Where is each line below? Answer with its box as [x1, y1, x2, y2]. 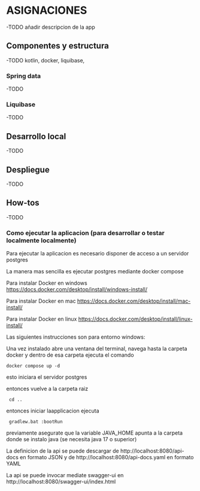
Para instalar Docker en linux [6, 315, 77, 323]
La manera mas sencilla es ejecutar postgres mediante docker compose [6, 268, 184, 275]
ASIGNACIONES [6, 4, 87, 17]
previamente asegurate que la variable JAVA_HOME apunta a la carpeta [6, 429, 183, 436]
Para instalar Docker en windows [6, 279, 88, 287]
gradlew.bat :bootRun [8, 419, 63, 425]
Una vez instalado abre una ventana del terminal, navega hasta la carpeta [6, 345, 187, 353]
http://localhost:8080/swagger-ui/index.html [6, 478, 116, 486]
